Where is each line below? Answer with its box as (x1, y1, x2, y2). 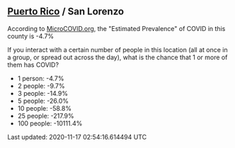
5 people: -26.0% (17, 97, 69, 105)
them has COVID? (7, 60, 59, 69)
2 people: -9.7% (17, 81, 65, 90)
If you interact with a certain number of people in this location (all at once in (7, 45, 228, 54)
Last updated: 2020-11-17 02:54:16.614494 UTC (7, 132, 147, 141)
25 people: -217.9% (17, 111, 74, 120)
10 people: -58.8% (17, 104, 72, 112)
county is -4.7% (7, 32, 55, 40)
